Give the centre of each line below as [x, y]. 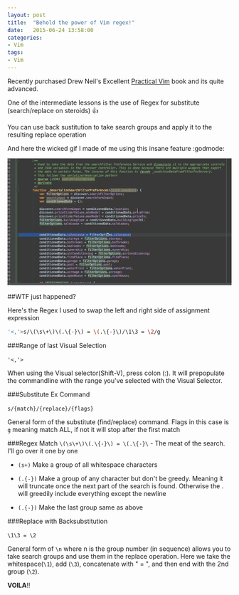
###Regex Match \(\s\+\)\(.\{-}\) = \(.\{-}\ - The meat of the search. [116, 443]
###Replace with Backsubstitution [58, 521]
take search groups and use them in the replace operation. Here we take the [119, 556]
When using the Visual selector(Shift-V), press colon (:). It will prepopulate [116, 373]
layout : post [27, 15]
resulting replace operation [47, 135]
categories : [25, 38]
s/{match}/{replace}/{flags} [51, 409]
